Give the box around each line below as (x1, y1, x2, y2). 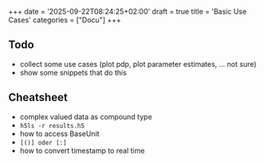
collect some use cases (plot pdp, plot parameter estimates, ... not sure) (19, 59, 257, 68)
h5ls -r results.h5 (19, 122, 85, 130)
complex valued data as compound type (19, 111, 153, 122)
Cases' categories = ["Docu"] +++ (8, 15, 121, 25)
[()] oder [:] (19, 138, 67, 146)
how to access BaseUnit (19, 129, 100, 138)
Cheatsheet (8, 91, 68, 104)
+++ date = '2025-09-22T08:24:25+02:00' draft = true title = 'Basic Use (8, 7, 247, 16)
